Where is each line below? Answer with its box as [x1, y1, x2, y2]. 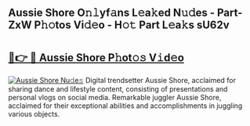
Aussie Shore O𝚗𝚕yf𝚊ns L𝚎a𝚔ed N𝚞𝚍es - [8, 6, 216, 20]
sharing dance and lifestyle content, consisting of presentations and [8, 85, 228, 93]
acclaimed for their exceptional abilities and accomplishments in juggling [8, 101, 243, 110]
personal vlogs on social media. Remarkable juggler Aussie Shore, [8, 93, 222, 102]
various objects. [8, 110, 60, 118]
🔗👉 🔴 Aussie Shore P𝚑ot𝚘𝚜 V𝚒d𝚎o [8, 51, 184, 64]
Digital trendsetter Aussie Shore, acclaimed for [85, 76, 237, 85]
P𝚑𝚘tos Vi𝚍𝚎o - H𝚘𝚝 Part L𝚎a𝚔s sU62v [34, 19, 230, 32]
